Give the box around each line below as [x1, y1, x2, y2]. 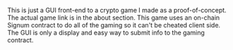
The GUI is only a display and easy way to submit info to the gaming [7, 28, 205, 37]
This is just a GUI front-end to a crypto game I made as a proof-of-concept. [7, 6, 227, 14]
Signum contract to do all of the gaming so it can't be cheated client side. [7, 21, 221, 29]
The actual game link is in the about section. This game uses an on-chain [7, 13, 220, 22]
